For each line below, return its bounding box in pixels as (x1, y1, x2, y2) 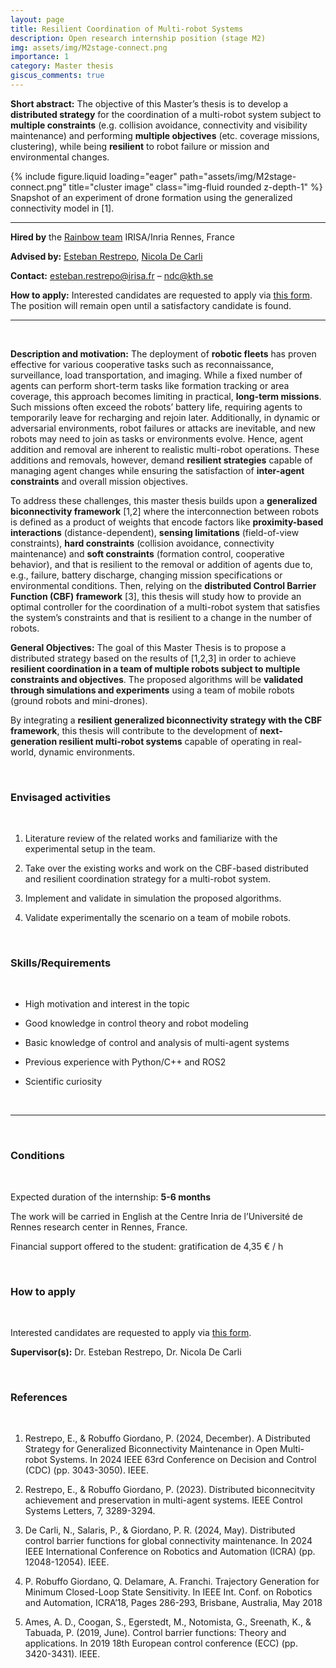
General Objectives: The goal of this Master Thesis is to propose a (10, 641, 287, 653)
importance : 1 (10, 52, 70, 62)
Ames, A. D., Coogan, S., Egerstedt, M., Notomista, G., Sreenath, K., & (24, 1616, 312, 1628)
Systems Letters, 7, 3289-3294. (24, 1505, 156, 1517)
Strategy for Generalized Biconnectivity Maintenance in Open (24, 1443, 278, 1455)
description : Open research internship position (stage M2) (10, 33, 267, 43)
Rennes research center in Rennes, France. (10, 1221, 188, 1233)
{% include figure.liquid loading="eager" (10, 170, 178, 182)
